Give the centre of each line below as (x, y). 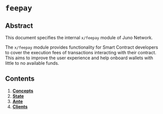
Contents (20, 79)
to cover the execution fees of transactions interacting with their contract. (81, 53)
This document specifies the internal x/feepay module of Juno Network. (79, 38)
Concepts (23, 91)
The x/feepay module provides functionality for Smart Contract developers (82, 47)
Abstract (19, 26)
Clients (20, 107)
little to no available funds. (32, 63)
